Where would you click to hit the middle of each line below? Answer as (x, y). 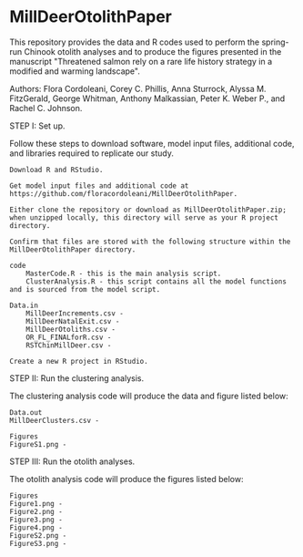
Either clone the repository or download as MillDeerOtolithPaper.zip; (148, 210)
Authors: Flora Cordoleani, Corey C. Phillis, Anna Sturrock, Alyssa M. (138, 88)
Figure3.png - (36, 520)
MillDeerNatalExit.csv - (73, 321)
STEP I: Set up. (37, 126)
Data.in (24, 305)
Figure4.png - (36, 527)
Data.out (26, 412)
